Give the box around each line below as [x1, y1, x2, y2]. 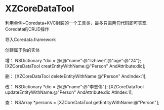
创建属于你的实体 [5, 47, 40, 53]
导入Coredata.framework [5, 37, 56, 42]
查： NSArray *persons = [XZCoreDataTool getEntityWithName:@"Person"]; [5, 99, 160, 105]
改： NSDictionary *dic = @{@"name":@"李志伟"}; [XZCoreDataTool [5, 83, 144, 89]
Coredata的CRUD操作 [5, 26, 49, 32]
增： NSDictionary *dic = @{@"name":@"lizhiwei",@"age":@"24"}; [5, 57, 142, 63]
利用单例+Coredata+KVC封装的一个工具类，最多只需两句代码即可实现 [5, 20, 147, 26]
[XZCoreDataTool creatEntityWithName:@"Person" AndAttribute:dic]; [5, 63, 146, 69]
